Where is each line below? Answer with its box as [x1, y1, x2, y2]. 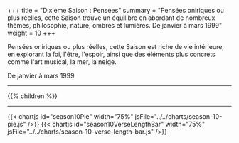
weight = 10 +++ [7, 28, 55, 37]
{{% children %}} [7, 92, 58, 100]
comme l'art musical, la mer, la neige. [7, 58, 117, 66]
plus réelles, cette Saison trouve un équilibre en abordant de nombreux [7, 14, 216, 22]
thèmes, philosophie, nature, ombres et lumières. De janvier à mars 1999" [7, 21, 223, 29]
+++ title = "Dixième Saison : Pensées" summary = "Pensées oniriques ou [7, 6, 224, 14]
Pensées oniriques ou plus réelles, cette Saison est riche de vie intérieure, [7, 43, 224, 51]
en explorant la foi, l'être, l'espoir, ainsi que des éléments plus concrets [7, 50, 216, 58]
